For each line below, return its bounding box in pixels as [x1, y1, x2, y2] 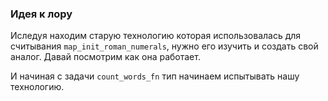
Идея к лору [10, 7, 73, 21]
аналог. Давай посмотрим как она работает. [10, 51, 201, 63]
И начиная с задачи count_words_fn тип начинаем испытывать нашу [10, 70, 300, 82]
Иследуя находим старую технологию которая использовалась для [10, 30, 302, 42]
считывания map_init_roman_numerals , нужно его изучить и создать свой [10, 40, 319, 52]
